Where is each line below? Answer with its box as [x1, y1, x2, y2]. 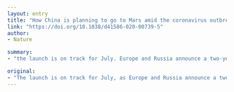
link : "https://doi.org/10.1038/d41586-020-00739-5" [7, 23, 164, 30]
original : [7, 68, 36, 75]
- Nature [7, 36, 33, 43]
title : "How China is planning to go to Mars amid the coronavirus [7, 17, 208, 24]
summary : [7, 49, 33, 56]
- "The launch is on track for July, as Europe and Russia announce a [7, 74, 217, 81]
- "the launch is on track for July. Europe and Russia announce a [7, 55, 208, 63]
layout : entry [7, 10, 49, 17]
